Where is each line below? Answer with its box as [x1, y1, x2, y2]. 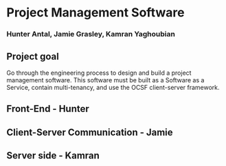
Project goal [6, 50, 59, 62]
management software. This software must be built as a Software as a [6, 75, 205, 84]
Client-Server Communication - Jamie [6, 126, 173, 138]
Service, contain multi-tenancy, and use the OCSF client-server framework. [6, 83, 221, 91]
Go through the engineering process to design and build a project [6, 69, 192, 77]
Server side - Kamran [6, 150, 100, 162]
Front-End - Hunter [6, 103, 90, 115]
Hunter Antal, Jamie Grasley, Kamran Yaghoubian [6, 29, 176, 39]
